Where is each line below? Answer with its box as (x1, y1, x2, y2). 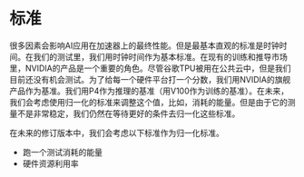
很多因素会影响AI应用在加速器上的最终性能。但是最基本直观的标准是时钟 (9, 40, 279, 51)
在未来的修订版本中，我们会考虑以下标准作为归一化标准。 (9, 127, 224, 138)
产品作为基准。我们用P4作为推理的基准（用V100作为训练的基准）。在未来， (9, 85, 289, 96)
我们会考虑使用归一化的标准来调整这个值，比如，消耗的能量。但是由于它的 (9, 96, 288, 107)
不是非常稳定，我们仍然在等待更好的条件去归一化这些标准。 (16, 108, 240, 119)
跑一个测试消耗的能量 (22, 146, 103, 157)
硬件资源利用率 (22, 158, 79, 169)
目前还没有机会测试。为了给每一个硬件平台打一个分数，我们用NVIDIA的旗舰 (9, 74, 291, 84)
